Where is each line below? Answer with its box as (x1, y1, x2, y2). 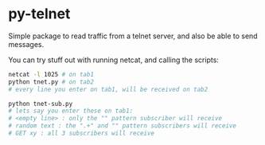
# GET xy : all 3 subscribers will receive (8, 129, 155, 138)
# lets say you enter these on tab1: (8, 107, 134, 116)
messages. (8, 39, 45, 49)
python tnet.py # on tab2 (8, 77, 94, 86)
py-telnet (8, 5, 71, 23)
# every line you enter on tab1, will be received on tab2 (8, 85, 208, 93)
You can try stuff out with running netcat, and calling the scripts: (8, 55, 219, 65)
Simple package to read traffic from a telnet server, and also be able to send (8, 31, 258, 41)
